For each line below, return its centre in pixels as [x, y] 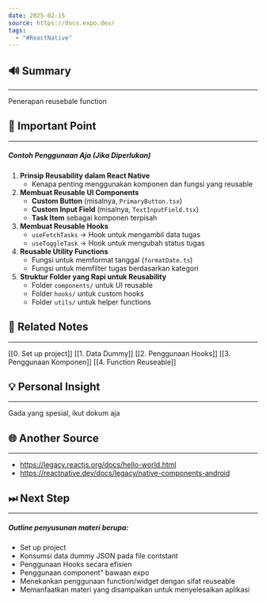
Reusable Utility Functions [64, 251]
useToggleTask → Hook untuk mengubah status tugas [118, 243]
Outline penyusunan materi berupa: [68, 527]
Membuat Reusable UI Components [79, 192]
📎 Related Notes [48, 327]
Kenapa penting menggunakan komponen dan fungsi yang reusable [142, 184]
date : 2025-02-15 [37, 15]
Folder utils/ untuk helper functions [91, 301]
